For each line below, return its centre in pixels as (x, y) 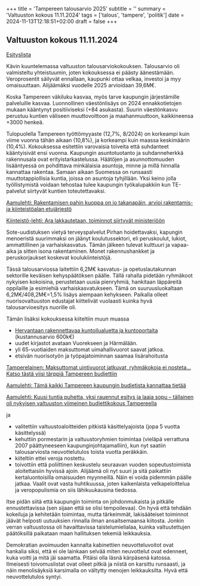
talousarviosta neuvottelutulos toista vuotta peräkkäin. (81, 451)
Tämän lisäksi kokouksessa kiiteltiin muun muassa (68, 319)
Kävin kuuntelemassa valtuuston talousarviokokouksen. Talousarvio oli (93, 66)
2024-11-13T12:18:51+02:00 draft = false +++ (62, 21)
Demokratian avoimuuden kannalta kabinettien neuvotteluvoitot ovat (90, 545)
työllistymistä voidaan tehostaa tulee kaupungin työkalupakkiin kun (89, 184)
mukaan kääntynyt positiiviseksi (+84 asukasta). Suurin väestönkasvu (92, 109)
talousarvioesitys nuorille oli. (41, 307)
